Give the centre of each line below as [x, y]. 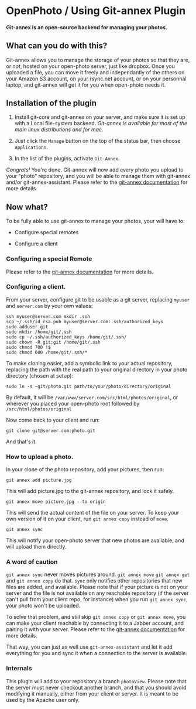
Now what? [27, 207]
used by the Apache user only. [43, 700]
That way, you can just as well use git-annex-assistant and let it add [89, 647]
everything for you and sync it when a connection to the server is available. [97, 653]
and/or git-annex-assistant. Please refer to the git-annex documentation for [97, 182]
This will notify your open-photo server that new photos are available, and [95, 540]
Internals [19, 669]
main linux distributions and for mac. [59, 129]
